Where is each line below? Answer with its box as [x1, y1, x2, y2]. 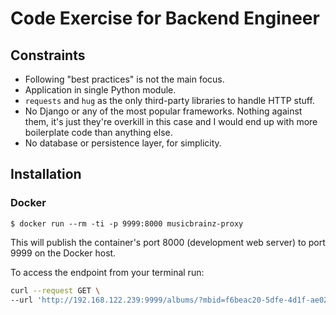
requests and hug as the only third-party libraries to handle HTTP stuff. [24, 95, 315, 106]
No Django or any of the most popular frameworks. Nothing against [24, 105, 303, 117]
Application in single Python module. [24, 84, 177, 96]
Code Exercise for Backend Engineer [10, 7, 320, 30]
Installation [10, 166, 82, 183]
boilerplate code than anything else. [24, 127, 173, 138]
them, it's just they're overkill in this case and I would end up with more [24, 116, 318, 127]
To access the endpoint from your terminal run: [10, 266, 205, 278]
